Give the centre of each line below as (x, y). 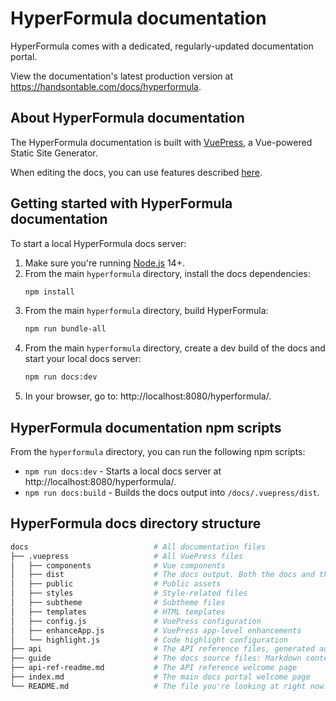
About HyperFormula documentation (127, 118)
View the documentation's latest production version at (121, 76)
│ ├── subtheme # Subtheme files (118, 603)
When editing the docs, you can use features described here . (136, 172)
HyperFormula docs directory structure (136, 523)
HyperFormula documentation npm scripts (146, 427)
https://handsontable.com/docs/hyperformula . (106, 86)
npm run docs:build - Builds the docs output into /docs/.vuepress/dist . (172, 492)
